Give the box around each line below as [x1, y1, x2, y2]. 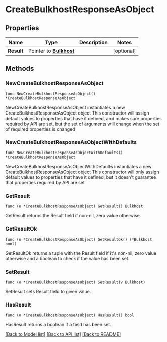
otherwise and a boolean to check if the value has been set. [5, 255, 130, 261]
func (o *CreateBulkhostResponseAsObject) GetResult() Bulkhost [5, 204, 143, 209]
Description [79, 39, 108, 46]
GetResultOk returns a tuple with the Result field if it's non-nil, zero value [5, 250, 157, 256]
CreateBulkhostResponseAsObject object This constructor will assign [5, 110, 150, 116]
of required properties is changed [5, 126, 75, 132]
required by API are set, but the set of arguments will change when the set [5, 121, 160, 127]
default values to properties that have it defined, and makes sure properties [5, 115, 162, 121]
